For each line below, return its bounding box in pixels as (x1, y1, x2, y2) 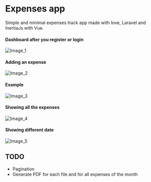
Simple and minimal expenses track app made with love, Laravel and (5, 20, 146, 26)
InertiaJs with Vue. (5, 25, 44, 31)
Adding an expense (5, 59, 46, 65)
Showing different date (5, 127, 54, 133)
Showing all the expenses (5, 104, 60, 110)
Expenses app (5, 3, 65, 15)
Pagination (12, 166, 35, 172)
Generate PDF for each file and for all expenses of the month (12, 171, 138, 177)
